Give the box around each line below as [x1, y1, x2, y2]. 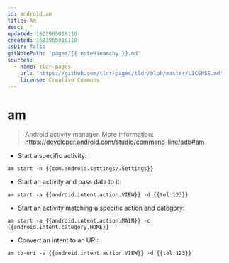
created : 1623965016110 [7, 37, 78, 44]
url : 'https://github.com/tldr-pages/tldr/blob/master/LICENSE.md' [20, 69, 223, 77]
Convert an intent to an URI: [17, 236, 99, 245]
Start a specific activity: [17, 152, 87, 160]
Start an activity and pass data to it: [17, 178, 122, 186]
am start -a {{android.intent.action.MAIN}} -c [7, 218, 151, 225]
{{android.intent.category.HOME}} [7, 224, 110, 231]
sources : [7, 57, 33, 64]
